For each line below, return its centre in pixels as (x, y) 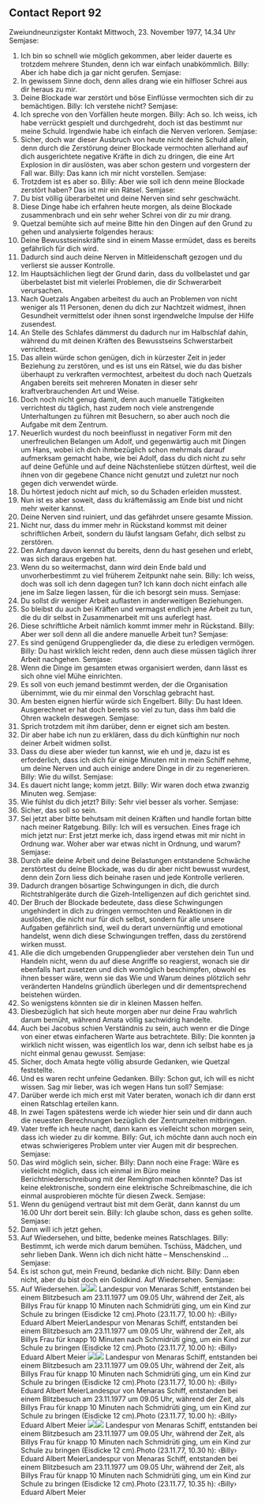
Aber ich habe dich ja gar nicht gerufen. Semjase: (101, 72)
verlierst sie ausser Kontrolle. (67, 265)
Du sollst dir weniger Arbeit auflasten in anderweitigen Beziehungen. (132, 600)
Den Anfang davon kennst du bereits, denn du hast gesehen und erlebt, (136, 550)
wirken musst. (43, 944)
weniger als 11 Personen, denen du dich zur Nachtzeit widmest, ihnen (133, 307)
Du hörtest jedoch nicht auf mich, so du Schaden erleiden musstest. (131, 492)
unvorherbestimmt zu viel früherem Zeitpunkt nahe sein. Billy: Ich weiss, (138, 575)
